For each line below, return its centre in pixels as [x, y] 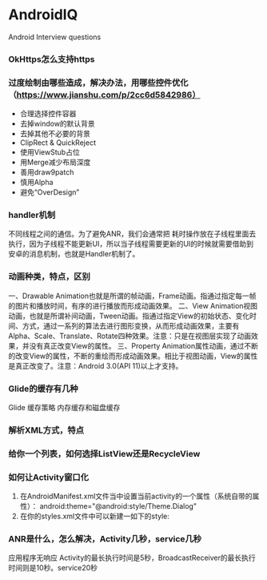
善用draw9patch [47, 172]
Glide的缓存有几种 [43, 389]
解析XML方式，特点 [46, 430]
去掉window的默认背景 [58, 124]
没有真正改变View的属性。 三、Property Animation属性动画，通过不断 [143, 345]
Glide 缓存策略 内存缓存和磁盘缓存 [64, 408]
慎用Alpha [36, 183]
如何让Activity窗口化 [49, 477]
